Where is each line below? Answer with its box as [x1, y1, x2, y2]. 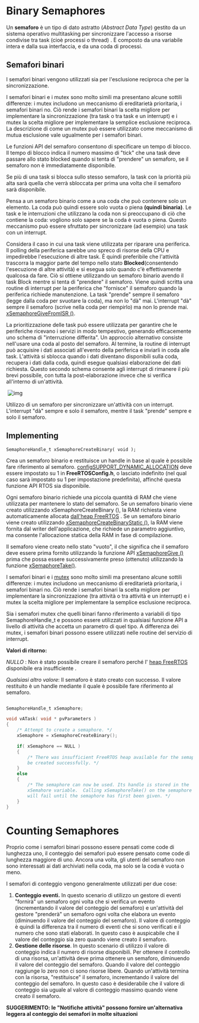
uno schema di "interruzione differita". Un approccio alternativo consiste [6, 333, 183, 341]
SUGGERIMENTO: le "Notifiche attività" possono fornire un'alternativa [6, 1004, 183, 1011]
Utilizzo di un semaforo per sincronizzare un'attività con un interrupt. [6, 401, 174, 408]
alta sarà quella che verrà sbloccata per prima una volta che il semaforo [6, 179, 181, 186]
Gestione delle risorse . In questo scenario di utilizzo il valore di [14, 942, 170, 949]
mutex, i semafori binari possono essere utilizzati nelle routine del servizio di [6, 629, 192, 636]
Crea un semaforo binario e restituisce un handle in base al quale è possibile [6, 457, 192, 464]
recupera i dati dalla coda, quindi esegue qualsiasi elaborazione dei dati [6, 359, 181, 366]
